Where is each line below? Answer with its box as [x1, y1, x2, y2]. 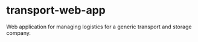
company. [6, 29, 31, 36]
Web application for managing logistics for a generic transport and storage [6, 23, 192, 30]
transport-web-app [6, 4, 106, 17]
